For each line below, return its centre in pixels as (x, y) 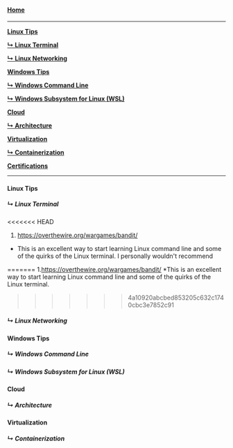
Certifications (28, 166)
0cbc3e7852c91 (151, 304)
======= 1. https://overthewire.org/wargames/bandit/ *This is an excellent (114, 269)
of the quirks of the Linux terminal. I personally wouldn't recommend (115, 256)
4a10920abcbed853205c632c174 (176, 298)
